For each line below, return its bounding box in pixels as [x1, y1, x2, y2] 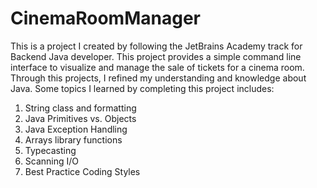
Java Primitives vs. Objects [24, 112, 137, 124]
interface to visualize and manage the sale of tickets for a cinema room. [10, 61, 305, 73]
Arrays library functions [24, 133, 123, 146]
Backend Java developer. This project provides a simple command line [10, 50, 302, 62]
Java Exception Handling [24, 123, 128, 135]
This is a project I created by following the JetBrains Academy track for [10, 40, 303, 52]
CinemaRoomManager [10, 7, 201, 30]
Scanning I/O [24, 155, 80, 167]
